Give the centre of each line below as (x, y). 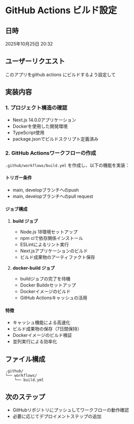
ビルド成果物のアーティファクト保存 (57, 257)
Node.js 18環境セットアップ (49, 232)
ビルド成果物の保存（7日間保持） (47, 329)
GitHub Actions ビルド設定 (61, 10)
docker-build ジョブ (34, 268)
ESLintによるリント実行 (44, 244)
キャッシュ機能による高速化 (41, 323)
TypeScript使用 (28, 132)
